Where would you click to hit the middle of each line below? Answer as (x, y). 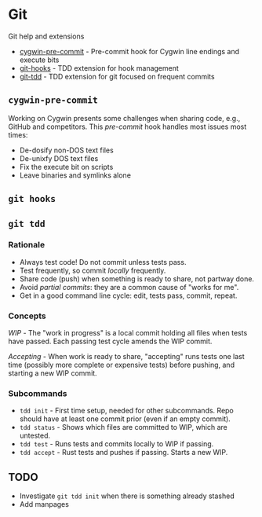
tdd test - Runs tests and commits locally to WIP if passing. (116, 444)
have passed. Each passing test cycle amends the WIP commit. (110, 341)
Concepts (27, 316)
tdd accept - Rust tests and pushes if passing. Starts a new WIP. (124, 453)
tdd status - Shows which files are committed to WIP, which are (123, 427)
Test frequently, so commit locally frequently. (93, 270)
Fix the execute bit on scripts (66, 167)
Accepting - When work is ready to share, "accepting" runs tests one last (126, 357)
